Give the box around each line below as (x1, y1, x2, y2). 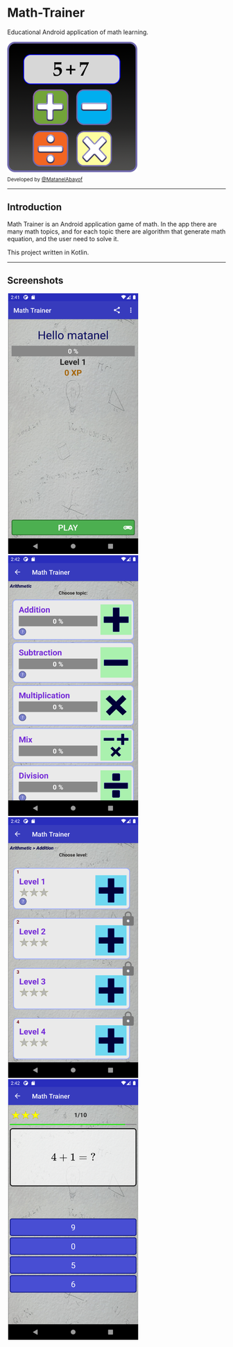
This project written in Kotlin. (7, 248, 89, 256)
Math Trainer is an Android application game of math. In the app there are (7, 220, 217, 228)
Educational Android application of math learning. (7, 28, 149, 36)
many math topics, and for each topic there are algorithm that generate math (7, 227, 226, 236)
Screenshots (7, 275, 64, 286)
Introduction (7, 202, 62, 213)
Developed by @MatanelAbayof (7, 176, 83, 183)
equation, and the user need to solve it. (7, 234, 119, 243)
